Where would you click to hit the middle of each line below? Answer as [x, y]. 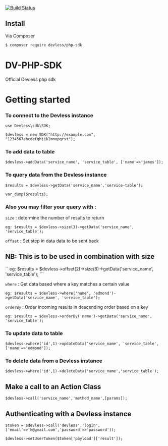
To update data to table [34, 333]
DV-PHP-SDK [34, 65]
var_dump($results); [27, 194]
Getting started [38, 100]
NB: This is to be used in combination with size [80, 257]
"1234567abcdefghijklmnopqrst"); [40, 139]
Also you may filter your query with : [51, 207]
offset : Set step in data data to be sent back [52, 241]
